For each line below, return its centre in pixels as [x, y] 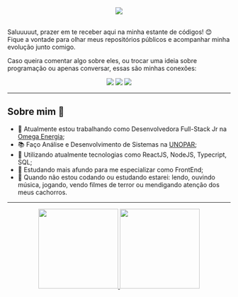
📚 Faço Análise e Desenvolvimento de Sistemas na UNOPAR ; [107, 144]
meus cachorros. [42, 192]
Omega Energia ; [41, 136]
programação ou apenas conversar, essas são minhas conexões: [102, 68]
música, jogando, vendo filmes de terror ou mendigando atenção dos [118, 184]
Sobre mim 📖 [36, 112]
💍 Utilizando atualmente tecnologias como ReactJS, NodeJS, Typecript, [122, 155]
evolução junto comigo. [41, 47]
